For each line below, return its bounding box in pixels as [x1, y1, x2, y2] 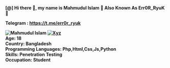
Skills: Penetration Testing [5, 51, 63, 57]
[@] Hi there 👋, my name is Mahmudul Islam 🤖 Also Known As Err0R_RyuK [5, 5, 165, 11]
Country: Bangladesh [5, 41, 52, 47]
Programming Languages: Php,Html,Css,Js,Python [5, 46, 116, 52]
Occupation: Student [5, 57, 51, 63]
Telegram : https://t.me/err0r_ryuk [5, 20, 81, 26]
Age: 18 [5, 36, 22, 41]
